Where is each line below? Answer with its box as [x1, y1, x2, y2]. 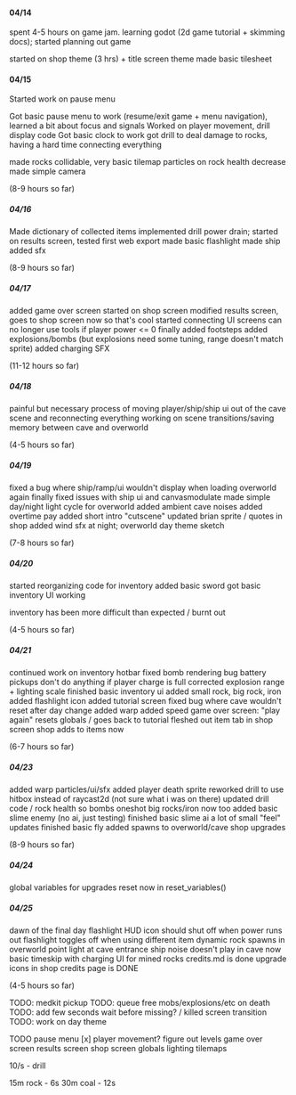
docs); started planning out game [9, 37, 132, 47]
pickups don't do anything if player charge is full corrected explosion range [9, 677, 285, 688]
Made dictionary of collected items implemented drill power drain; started [9, 226, 278, 237]
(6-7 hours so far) [9, 741, 75, 752]
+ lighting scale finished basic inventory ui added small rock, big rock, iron [9, 686, 282, 697]
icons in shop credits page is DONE [9, 963, 140, 974]
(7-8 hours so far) [9, 537, 75, 548]
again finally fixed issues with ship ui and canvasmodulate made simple [9, 492, 271, 503]
